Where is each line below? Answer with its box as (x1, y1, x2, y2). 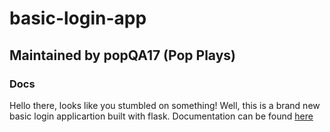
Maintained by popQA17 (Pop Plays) (9, 47, 237, 64)
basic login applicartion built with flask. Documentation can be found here (9, 110, 314, 122)
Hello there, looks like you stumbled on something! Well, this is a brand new (9, 99, 321, 111)
